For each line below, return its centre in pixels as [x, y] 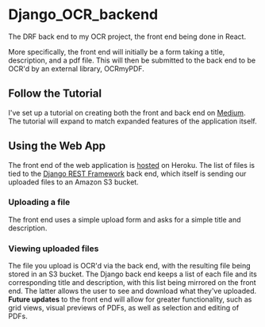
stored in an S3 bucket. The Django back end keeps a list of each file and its [133, 274]
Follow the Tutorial [55, 94]
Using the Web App [57, 146]
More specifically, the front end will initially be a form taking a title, [117, 51]
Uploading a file [39, 202]
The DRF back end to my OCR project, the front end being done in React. [127, 36]
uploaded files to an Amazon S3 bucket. [73, 182]
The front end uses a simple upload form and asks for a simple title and [125, 219]
